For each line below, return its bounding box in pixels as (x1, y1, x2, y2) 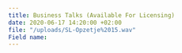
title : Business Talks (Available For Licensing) (8, 11, 176, 19)
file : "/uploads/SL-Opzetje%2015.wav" (8, 26, 136, 34)
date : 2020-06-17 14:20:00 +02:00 (8, 19, 123, 26)
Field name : (8, 33, 47, 41)
